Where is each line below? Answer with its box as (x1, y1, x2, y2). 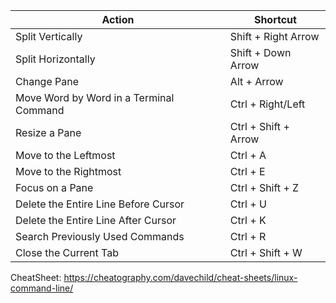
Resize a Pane (15, 126, 82, 139)
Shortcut (253, 13, 297, 26)
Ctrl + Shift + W (229, 246, 303, 259)
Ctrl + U (229, 197, 267, 211)
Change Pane (15, 75, 80, 88)
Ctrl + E (229, 165, 266, 178)
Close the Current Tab (15, 246, 119, 259)
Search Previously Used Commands (15, 230, 185, 243)
